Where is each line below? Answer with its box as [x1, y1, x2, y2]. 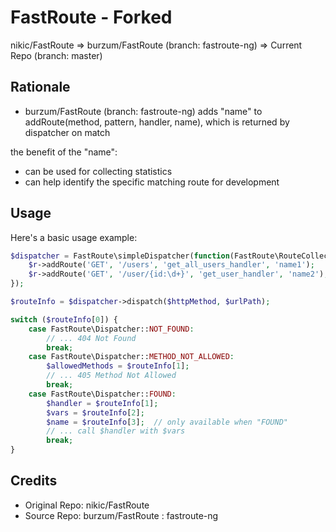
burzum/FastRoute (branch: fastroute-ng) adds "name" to [24, 105, 263, 117]
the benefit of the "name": [10, 146, 118, 158]
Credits [10, 472, 58, 490]
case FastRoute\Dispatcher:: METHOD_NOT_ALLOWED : [28, 352, 235, 362]
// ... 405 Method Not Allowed [46, 371, 177, 381]
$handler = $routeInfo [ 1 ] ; [46, 398, 159, 408]
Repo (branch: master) [10, 49, 103, 61]
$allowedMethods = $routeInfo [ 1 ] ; [46, 361, 190, 371]
